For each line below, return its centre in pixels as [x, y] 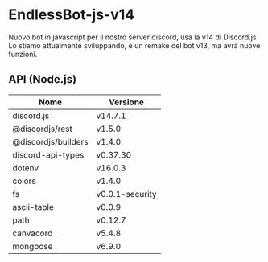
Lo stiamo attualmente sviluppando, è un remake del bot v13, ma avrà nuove [134, 45]
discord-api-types [48, 154]
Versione [126, 102]
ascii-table [33, 207]
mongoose [33, 246]
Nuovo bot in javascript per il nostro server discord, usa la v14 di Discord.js [132, 37]
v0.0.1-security [126, 194]
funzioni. [23, 54]
